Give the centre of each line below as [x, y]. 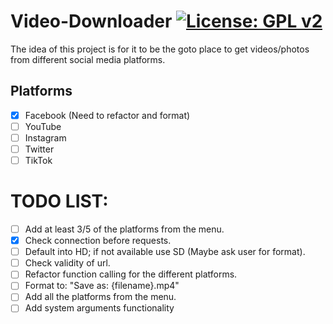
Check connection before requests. [98, 241]
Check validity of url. [67, 263]
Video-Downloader [91, 21]
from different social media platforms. [88, 59]
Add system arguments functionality [99, 308]
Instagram [45, 137]
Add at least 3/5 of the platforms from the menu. [124, 229]
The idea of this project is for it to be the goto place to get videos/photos [160, 49]
